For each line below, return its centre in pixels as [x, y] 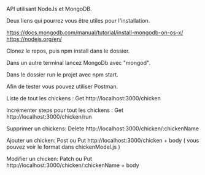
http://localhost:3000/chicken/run [49, 117]
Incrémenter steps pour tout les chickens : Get [65, 110]
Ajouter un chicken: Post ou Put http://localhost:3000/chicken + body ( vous [103, 140]
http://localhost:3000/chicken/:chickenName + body [73, 165]
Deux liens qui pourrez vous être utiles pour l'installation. [78, 20]
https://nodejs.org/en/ [34, 39]
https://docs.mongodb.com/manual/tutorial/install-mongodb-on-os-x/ [95, 32]
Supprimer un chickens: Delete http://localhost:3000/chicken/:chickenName [103, 128]
